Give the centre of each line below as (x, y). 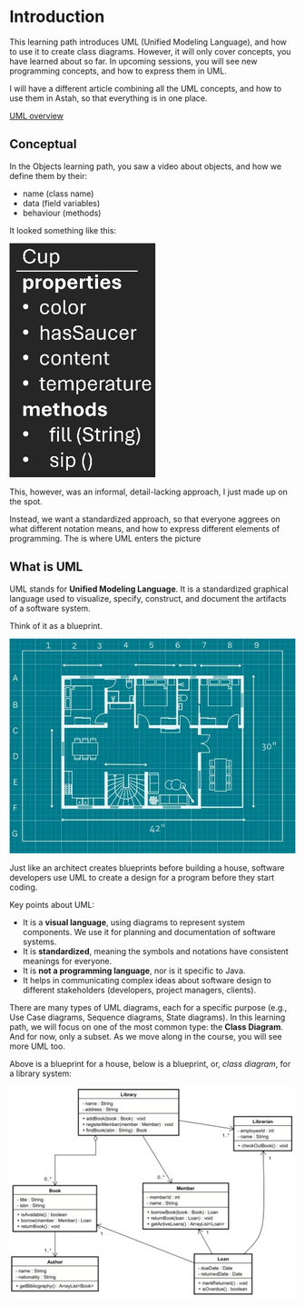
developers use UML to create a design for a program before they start (142, 877)
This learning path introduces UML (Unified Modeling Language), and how (148, 42)
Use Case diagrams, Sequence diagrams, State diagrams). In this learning (148, 1017)
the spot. (26, 501)
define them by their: (49, 175)
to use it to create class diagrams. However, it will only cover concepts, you (150, 51)
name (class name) (58, 194)
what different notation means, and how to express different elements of (144, 528)
